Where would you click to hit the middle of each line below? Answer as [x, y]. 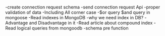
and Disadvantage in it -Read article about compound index [91, 23]
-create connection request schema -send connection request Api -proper [83, 7]
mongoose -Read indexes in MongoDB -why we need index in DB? [74, 18]
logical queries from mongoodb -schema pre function [73, 28]
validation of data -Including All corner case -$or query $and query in [78, 12]
